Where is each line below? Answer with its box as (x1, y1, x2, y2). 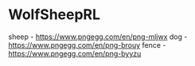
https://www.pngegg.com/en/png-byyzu (8, 49, 142, 58)
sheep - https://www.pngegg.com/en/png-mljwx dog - (8, 32, 188, 41)
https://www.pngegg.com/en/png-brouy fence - (8, 40, 166, 49)
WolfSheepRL (8, 6, 101, 24)
